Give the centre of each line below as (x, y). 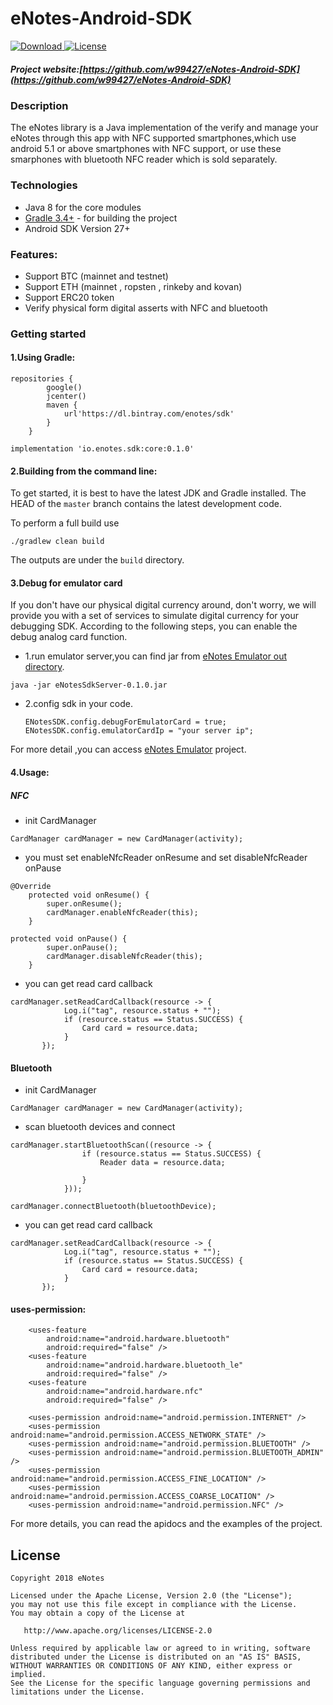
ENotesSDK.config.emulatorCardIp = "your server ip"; (139, 731)
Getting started (48, 334)
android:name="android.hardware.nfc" (124, 1392)
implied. (28, 1675)
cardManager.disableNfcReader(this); (124, 956)
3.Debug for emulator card (66, 583)
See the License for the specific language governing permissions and (160, 1683)
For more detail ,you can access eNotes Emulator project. (128, 749)
